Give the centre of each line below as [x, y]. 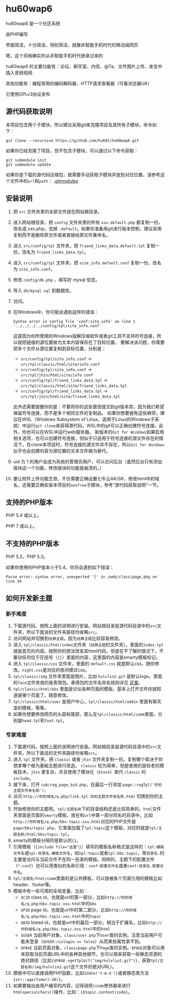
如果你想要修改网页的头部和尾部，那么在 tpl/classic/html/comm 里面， [86, 714]
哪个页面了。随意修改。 [46, 695]
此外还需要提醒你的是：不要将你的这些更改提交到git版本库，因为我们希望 [89, 407]
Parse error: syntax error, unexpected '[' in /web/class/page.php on [81, 577]
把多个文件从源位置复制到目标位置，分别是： [60, 348]
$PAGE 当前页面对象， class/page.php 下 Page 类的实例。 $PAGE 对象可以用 [93, 948]
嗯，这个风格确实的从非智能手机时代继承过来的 [54, 56]
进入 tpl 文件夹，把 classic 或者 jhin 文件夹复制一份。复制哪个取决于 [86, 759]
